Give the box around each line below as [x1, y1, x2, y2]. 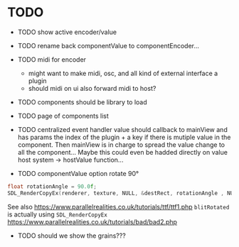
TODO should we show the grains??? [17, 231, 126, 240]
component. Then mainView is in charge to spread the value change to [17, 140, 225, 149]
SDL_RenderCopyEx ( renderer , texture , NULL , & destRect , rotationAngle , [7, 190, 224, 197]
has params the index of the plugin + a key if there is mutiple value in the [17, 133, 231, 141]
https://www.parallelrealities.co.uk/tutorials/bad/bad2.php [7, 217, 178, 226]
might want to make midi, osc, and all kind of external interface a [28, 69, 218, 77]
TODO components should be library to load [17, 97, 147, 106]
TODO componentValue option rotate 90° [17, 169, 139, 177]
